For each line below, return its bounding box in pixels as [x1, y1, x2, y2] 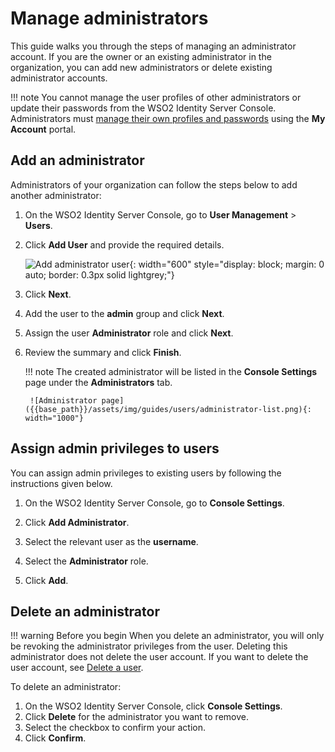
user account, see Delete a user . [10, 662, 144, 674]
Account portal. [10, 123, 77, 135]
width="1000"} [24, 413, 84, 423]
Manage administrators [10, 7, 209, 30]
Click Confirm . [24, 732, 87, 744]
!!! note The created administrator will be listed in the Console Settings [24, 365, 318, 377]
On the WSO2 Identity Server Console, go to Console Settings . [24, 497, 285, 509]
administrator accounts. [10, 72, 108, 84]
